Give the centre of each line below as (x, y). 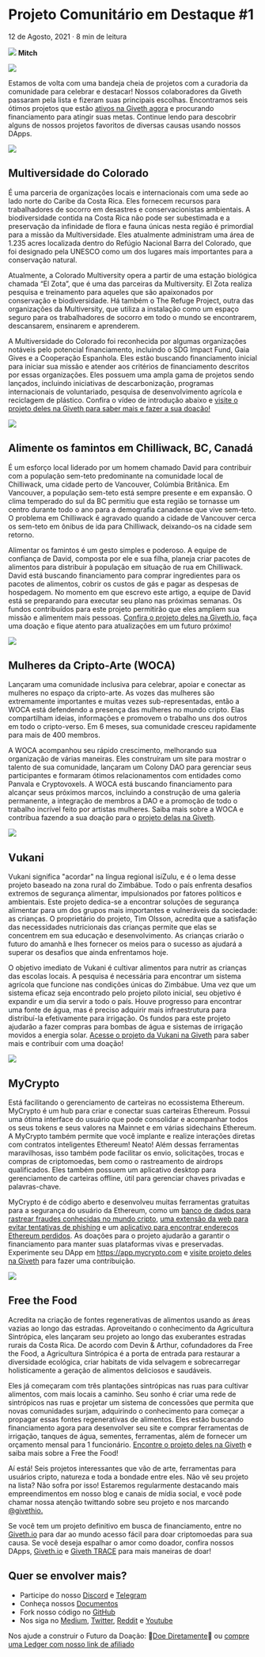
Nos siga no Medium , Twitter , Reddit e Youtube (96, 1620)
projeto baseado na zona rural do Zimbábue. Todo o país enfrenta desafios (131, 885)
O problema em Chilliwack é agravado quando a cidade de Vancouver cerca (132, 517)
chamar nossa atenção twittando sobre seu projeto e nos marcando (119, 1502)
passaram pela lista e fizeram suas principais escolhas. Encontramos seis (128, 100)
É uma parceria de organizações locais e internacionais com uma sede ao (129, 193)
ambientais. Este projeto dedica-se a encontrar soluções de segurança (124, 902)
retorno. (21, 535)
